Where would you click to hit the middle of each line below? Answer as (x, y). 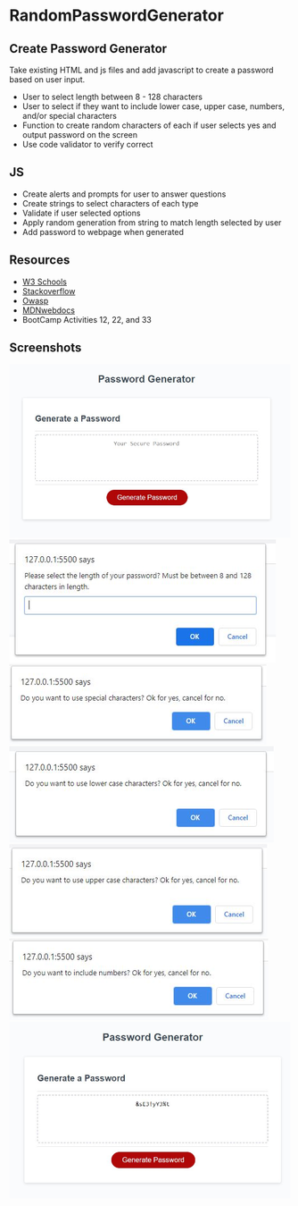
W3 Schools (45, 282)
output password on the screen (80, 135)
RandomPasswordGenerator (117, 16)
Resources (40, 260)
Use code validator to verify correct (87, 144)
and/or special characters (70, 116)
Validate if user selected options (81, 213)
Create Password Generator (88, 49)
